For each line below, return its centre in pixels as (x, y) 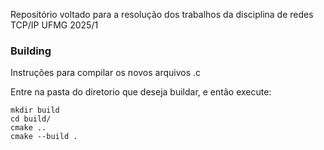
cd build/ (31, 119)
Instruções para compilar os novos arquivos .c (106, 73)
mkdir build (35, 110)
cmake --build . (44, 137)
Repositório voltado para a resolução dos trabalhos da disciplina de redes (162, 14)
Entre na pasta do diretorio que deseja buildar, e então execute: (141, 92)
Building (31, 51)
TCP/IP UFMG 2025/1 (54, 25)
